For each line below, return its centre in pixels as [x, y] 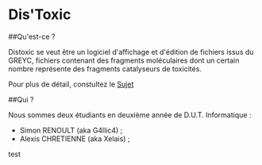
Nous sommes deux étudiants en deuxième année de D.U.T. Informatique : [130, 115]
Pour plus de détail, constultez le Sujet [71, 84]
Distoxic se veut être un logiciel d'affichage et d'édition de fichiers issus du [131, 52]
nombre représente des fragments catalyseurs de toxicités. [105, 68]
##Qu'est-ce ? [32, 36]
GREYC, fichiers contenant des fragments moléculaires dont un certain [124, 60]
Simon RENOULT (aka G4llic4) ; [71, 130]
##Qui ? [21, 99]
